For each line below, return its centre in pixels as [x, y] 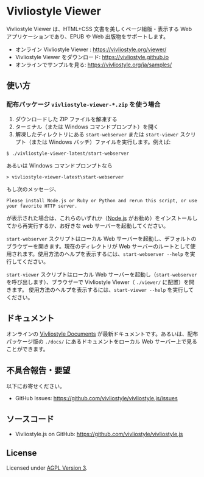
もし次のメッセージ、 [33, 189]
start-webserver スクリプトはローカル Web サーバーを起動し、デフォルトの [101, 238]
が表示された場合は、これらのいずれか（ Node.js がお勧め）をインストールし [102, 218]
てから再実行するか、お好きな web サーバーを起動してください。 [88, 225]
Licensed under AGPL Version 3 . [47, 468]
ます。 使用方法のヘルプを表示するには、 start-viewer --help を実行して [103, 289]
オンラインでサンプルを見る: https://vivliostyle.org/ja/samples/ [93, 65]
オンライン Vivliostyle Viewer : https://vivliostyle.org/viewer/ [91, 49]
